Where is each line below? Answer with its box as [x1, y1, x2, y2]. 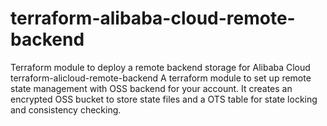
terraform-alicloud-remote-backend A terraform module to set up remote [10, 72, 312, 84]
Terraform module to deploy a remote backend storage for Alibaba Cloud [10, 61, 311, 73]
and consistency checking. [10, 103, 122, 116]
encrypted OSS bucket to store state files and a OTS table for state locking [10, 93, 318, 105]
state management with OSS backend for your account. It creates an [10, 82, 293, 94]
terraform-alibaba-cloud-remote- [10, 7, 296, 30]
